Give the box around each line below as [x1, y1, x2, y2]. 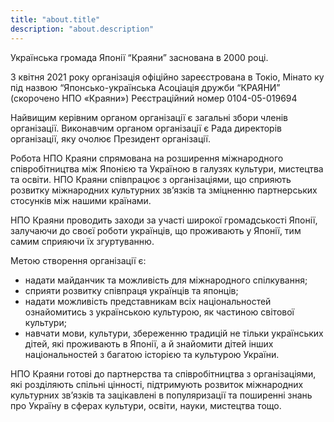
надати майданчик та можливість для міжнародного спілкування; [24, 274, 308, 286]
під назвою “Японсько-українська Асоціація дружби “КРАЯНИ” [10, 81, 281, 93]
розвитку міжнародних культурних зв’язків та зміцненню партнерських [10, 184, 318, 196]
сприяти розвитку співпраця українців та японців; [24, 284, 239, 296]
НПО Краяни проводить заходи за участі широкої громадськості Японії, [10, 214, 318, 226]
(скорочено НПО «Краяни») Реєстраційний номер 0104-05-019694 [10, 92, 298, 104]
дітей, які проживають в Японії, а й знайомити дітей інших [24, 337, 274, 350]
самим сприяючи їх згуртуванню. [10, 235, 155, 247]
